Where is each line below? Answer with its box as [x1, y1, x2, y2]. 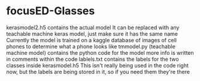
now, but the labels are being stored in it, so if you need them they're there [6, 68, 190, 75]
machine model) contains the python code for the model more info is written [6, 49, 195, 56]
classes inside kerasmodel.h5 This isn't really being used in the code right [6, 61, 189, 69]
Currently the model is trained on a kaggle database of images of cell [6, 36, 177, 43]
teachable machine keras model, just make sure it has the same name [6, 30, 178, 37]
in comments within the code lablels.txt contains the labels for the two [6, 55, 179, 63]
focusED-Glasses [6, 4, 95, 18]
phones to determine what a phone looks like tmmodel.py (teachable [6, 43, 175, 50]
